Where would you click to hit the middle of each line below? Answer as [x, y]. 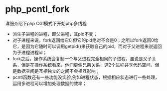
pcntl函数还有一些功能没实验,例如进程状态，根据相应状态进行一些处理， [86, 77]
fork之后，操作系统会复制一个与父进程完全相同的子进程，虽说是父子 [82, 58]
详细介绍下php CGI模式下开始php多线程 [46, 23]
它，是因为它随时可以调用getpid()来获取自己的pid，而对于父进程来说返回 [87, 46]
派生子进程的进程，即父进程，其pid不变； [55, 34]
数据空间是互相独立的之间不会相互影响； [58, 71]
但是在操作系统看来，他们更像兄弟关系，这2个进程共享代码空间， [88, 65]
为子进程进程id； [30, 52]
